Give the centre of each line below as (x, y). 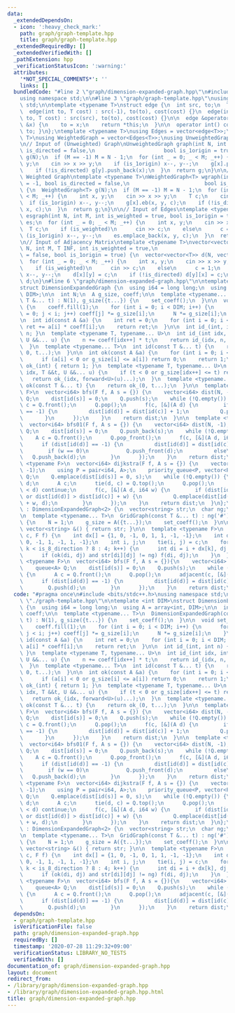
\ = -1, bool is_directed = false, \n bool (119, 183)
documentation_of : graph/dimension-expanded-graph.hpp (89, 966)
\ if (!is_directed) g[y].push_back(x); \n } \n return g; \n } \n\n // (126, 170)
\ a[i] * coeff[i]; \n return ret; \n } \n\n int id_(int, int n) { (125, 646)
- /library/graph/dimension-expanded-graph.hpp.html (86, 992)
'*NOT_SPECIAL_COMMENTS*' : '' (64, 79)
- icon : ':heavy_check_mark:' (57, 27)
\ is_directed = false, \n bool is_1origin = (119, 151)
